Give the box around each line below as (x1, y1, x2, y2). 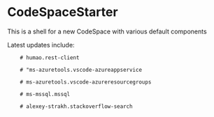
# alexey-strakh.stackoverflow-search (20, 102, 133, 110)
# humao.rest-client (20, 54, 80, 61)
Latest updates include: (7, 40, 75, 49)
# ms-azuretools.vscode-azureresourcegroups (20, 78, 152, 86)
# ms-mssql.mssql (20, 91, 71, 97)
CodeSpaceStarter (7, 4, 118, 20)
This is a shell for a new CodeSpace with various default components (7, 27, 208, 36)
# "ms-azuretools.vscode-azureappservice (20, 66, 142, 73)
